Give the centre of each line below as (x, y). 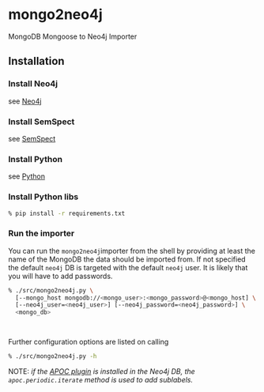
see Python (27, 176)
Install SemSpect (41, 122)
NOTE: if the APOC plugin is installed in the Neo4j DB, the (102, 371)
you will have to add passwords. (60, 276)
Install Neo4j (33, 84)
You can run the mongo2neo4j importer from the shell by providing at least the (132, 251)
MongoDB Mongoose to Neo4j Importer (73, 36)
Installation (36, 61)
